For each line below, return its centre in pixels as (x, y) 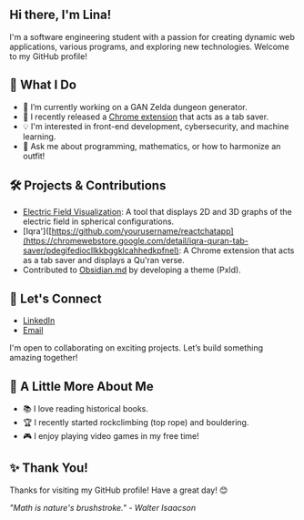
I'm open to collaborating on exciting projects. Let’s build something (137, 348)
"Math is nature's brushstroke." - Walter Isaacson (103, 507)
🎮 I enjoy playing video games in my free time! (111, 436)
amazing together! (44, 358)
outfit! (34, 156)
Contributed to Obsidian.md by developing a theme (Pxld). (132, 270)
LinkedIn (39, 321)
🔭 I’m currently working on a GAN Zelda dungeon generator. (135, 107)
